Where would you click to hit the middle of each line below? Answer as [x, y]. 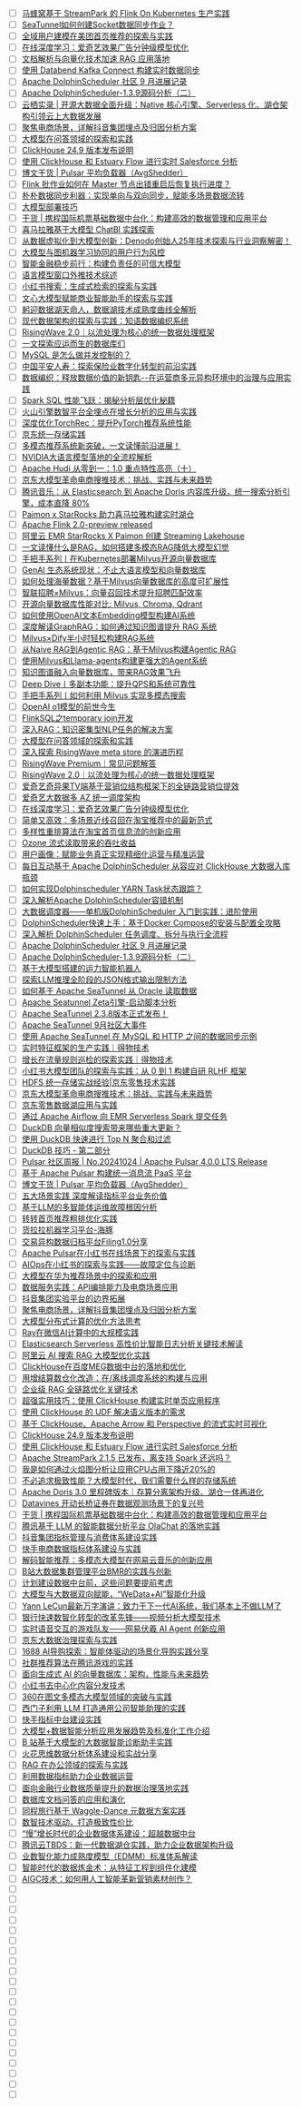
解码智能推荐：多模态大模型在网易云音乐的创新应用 [117, 1561]
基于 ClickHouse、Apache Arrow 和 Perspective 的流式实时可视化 [144, 1423]
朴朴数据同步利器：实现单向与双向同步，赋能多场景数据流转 [133, 195]
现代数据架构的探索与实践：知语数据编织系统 [105, 320]
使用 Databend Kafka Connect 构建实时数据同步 [111, 70]
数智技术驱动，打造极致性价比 [77, 1822]
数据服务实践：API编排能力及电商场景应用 [100, 1286]
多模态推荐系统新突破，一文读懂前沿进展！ [101, 446]
